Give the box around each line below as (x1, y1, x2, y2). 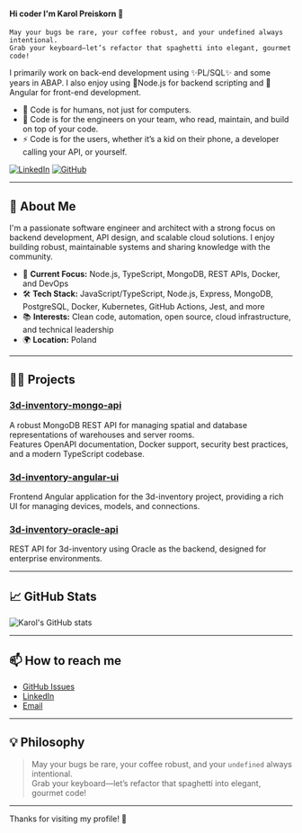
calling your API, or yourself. (22, 147, 128, 157)
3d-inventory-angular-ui (9, 470, 120, 483)
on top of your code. (22, 123, 99, 135)
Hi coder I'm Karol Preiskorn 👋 (9, 8, 124, 19)
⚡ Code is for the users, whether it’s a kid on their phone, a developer (22, 134, 280, 145)
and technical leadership (22, 325, 114, 336)
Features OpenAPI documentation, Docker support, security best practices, (9, 438, 289, 450)
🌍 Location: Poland (22, 335, 97, 345)
